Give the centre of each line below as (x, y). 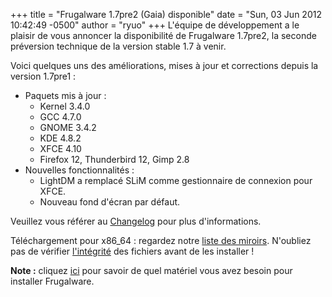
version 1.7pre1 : (43, 76)
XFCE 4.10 (60, 148)
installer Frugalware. (52, 281)
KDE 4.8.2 (60, 138)
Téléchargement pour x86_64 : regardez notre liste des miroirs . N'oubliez (161, 240)
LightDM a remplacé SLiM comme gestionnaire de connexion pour (176, 180)
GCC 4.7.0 (60, 117)
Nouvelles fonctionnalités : (79, 170)
